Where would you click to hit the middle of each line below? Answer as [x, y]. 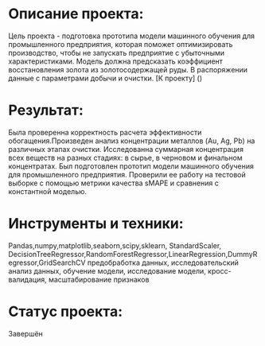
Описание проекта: [76, 14]
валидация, [27, 279]
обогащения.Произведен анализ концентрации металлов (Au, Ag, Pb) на [132, 141]
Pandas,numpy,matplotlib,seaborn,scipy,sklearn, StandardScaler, [115, 245]
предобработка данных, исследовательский [163, 262]
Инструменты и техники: [96, 224]
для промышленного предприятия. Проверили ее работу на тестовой [127, 174]
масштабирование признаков [99, 279]
